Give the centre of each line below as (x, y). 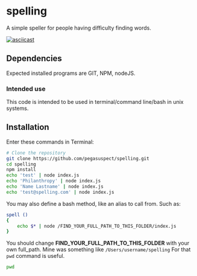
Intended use (26, 89)
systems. (17, 108)
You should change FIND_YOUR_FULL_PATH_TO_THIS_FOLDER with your (98, 243)
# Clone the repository (36, 153)
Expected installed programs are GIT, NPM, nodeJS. (71, 73)
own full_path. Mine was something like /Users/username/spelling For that (98, 249)
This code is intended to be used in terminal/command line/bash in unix (95, 102)
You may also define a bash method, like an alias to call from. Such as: (93, 204)
